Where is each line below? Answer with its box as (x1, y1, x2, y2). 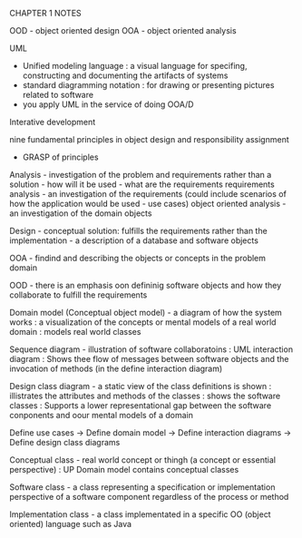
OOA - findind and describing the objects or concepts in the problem (9, 253, 266, 263)
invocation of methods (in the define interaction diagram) (9, 363, 223, 374)
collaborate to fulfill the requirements (9, 289, 148, 300)
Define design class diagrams (9, 437, 121, 447)
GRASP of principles (22, 152, 99, 162)
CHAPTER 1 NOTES (9, 8, 82, 18)
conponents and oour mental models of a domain (9, 410, 193, 420)
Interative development (9, 117, 96, 127)
